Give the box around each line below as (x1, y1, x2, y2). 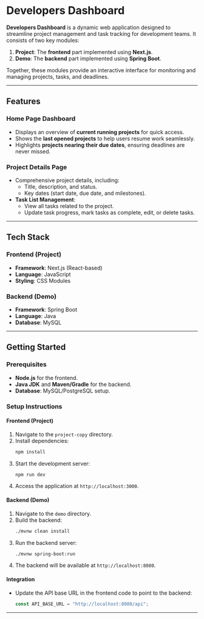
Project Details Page (6, 163, 67, 171)
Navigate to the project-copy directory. (15, 430, 114, 438)
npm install (15, 448, 46, 455)
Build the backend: (15, 516, 63, 524)
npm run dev (15, 472, 46, 478)
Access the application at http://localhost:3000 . (15, 482, 139, 490)
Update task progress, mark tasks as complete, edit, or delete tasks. (24, 209, 195, 216)
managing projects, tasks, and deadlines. (6, 73, 109, 80)
